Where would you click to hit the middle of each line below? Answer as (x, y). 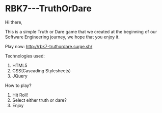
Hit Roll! (20, 95)
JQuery (20, 76)
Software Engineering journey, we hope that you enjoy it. (62, 37)
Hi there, (14, 22)
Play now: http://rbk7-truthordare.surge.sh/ (49, 46)
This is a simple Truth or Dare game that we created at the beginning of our (81, 31)
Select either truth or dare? (40, 100)
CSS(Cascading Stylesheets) (41, 71)
